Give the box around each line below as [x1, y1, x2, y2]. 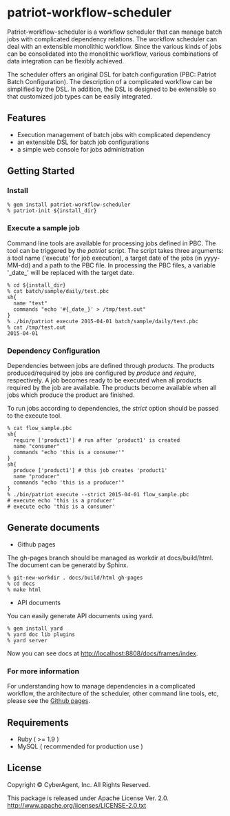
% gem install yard [7, 625, 63, 632]
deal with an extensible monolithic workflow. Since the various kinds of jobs [7, 42, 222, 50]
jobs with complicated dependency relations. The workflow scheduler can [7, 34, 218, 43]
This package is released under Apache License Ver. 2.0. [7, 794, 169, 802]
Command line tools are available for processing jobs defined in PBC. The [7, 239, 216, 247]
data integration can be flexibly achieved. [7, 57, 125, 65]
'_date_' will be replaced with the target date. [7, 268, 134, 276]
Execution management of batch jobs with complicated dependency [17, 130, 211, 139]
